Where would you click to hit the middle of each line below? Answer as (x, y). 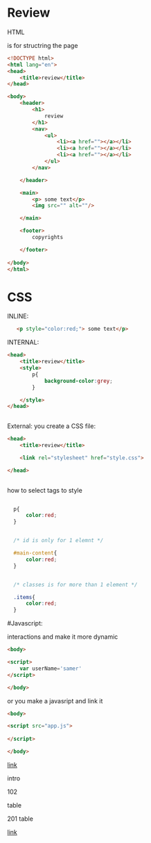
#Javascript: (25, 623)
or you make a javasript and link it (55, 701)
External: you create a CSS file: (51, 426)
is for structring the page (43, 45)
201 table (20, 819)
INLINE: (18, 316)
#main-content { (35, 553)
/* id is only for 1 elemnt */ (59, 541)
